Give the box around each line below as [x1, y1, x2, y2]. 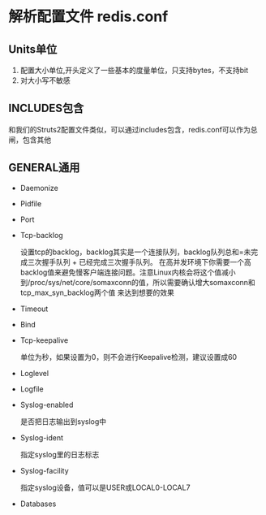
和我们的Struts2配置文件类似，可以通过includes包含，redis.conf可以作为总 [8, 124, 258, 134]
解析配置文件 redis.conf [8, 7, 169, 26]
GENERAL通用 [8, 161, 80, 175]
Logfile [19, 383, 44, 394]
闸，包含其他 [8, 135, 51, 145]
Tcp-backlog [19, 230, 63, 240]
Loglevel [19, 368, 49, 378]
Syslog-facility [19, 465, 69, 475]
